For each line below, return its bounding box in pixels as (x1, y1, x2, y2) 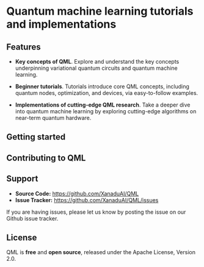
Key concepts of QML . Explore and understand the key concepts (15, 58, 180, 65)
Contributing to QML (6, 152, 86, 163)
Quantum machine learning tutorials (6, 4, 194, 18)
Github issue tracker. (6, 214, 59, 222)
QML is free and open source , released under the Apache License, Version (6, 249, 195, 256)
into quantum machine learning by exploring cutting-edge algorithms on (15, 108, 197, 115)
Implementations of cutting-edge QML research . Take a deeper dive (15, 101, 191, 108)
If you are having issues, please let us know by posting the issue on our (6, 208, 186, 216)
